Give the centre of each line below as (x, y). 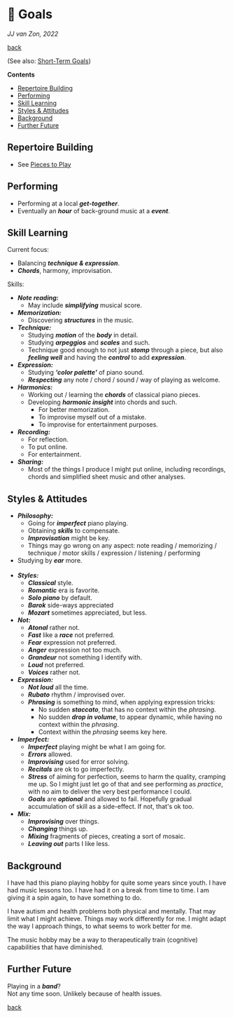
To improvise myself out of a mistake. (92, 417)
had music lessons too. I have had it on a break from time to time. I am (108, 890)
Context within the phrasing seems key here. (103, 732)
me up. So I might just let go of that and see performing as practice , (126, 784)
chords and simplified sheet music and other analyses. (106, 477)
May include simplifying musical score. (85, 305)
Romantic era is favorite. (64, 590)
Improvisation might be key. (69, 538)
